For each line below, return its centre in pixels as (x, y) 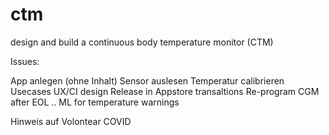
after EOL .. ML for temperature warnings (95, 102)
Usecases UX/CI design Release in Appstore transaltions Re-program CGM (165, 91)
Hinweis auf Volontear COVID (71, 121)
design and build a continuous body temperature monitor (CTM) (142, 42)
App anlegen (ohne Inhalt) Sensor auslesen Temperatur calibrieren (147, 80)
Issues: (25, 61)
